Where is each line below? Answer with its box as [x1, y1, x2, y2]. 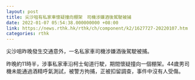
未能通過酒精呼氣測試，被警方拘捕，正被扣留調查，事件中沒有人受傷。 [11, 68, 184, 75]
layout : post [6, 8, 39, 15]
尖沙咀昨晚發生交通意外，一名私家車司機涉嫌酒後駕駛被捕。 [6, 48, 153, 55]
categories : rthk [6, 31, 49, 37]
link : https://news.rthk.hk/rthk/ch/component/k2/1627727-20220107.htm [6, 25, 188, 31]
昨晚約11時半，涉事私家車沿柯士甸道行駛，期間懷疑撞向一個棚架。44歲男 [6, 60, 185, 68]
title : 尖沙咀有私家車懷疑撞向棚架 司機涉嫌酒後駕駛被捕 [6, 14, 132, 20]
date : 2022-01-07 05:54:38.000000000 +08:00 [6, 20, 119, 25]
